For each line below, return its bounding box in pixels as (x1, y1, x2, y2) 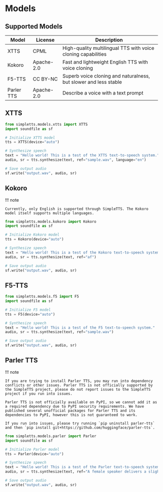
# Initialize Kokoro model (5, 232, 60, 238)
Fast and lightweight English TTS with (62, 59, 148, 65)
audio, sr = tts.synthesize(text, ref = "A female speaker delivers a (5, 469, 147, 474)
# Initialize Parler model (5, 447, 60, 452)
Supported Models (5, 22, 63, 31)
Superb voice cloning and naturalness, (62, 73, 150, 79)
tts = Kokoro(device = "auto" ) (5, 237, 64, 242)
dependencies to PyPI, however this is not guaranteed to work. (5, 413, 138, 417)
